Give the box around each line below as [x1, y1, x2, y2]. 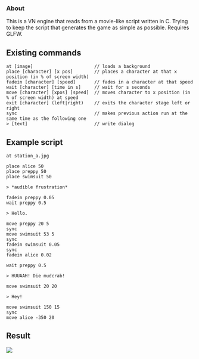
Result [6, 331, 31, 341]
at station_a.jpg [6, 153, 49, 159]
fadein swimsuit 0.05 [6, 242, 60, 247]
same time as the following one [6, 116, 86, 122]
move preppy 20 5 [6, 221, 49, 227]
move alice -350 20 [6, 314, 55, 320]
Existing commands [6, 48, 82, 58]
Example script [6, 137, 64, 147]
